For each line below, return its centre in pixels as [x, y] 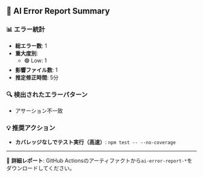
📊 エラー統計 [26, 30]
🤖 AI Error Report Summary [58, 11]
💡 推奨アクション [31, 127]
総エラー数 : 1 [31, 45]
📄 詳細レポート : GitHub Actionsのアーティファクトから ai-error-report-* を [99, 161]
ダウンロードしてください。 [41, 168]
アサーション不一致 [39, 111]
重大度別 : [26, 53]
